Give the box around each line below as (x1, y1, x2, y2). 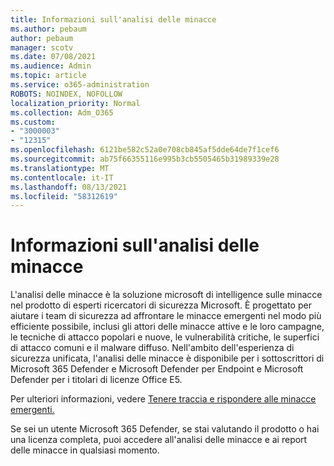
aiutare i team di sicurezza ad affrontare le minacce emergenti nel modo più (10, 310, 322, 322)
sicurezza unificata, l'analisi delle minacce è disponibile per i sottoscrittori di (10, 352, 325, 365)
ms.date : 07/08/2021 (10, 52, 97, 62)
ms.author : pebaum (10, 24, 87, 34)
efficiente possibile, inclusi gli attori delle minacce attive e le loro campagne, (10, 321, 325, 333)
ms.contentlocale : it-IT (10, 172, 114, 183)
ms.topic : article (10, 71, 87, 81)
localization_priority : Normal (10, 98, 141, 108)
